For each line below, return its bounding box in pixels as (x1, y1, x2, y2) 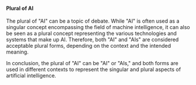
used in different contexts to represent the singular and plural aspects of (6, 66, 181, 73)
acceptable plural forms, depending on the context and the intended (6, 42, 171, 49)
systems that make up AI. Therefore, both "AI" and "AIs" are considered (6, 36, 179, 43)
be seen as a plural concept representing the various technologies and (6, 30, 177, 37)
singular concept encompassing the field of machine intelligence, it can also (6, 24, 190, 31)
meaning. (6, 48, 29, 55)
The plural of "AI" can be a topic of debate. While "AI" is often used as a (6, 17, 180, 24)
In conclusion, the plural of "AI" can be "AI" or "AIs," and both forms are (6, 60, 179, 67)
